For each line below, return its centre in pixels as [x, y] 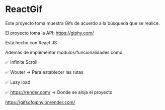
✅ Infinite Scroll [21, 62]
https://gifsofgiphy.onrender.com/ [40, 102]
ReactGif [24, 9]
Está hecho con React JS [31, 42]
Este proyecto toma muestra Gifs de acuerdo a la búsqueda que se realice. [82, 23]
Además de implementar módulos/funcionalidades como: [65, 52]
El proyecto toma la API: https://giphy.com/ [50, 33]
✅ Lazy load [18, 82]
